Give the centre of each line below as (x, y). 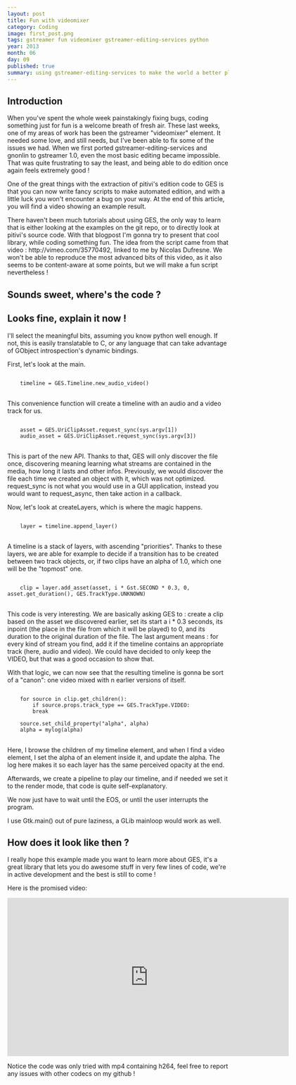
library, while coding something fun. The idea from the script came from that (118, 243)
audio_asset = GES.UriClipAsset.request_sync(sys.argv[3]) (108, 436)
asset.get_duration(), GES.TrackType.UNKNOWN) (77, 594)
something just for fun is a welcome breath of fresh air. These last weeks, (114, 126)
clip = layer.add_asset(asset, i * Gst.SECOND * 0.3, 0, (105, 588)
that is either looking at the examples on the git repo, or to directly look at (114, 228)
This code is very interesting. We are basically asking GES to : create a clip (115, 614)
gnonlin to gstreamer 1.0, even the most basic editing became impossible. (114, 156)
